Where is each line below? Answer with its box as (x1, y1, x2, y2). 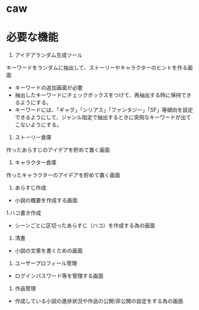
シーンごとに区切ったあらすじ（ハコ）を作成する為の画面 (14, 222, 156, 229)
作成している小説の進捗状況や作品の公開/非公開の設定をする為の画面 (14, 298, 184, 305)
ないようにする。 (20, 121, 62, 129)
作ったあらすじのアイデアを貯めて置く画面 (6, 146, 110, 154)
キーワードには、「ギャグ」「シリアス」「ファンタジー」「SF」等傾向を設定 (14, 106, 194, 114)
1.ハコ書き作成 (6, 209, 42, 216)
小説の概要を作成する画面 (14, 197, 78, 204)
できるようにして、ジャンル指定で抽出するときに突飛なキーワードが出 (14, 114, 186, 121)
